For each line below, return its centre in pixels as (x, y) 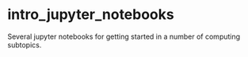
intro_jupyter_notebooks (91, 15)
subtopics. (25, 44)
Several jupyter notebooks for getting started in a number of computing (124, 36)
